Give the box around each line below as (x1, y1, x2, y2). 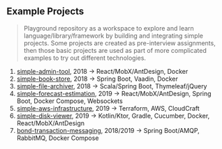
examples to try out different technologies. (23, 54, 147, 62)
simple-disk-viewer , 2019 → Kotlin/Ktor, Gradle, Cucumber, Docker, (16, 111, 210, 120)
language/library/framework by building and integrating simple (23, 31, 204, 40)
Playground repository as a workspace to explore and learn (23, 24, 195, 32)
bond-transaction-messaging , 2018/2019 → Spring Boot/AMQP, (16, 126, 200, 134)
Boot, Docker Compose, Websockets (16, 97, 123, 105)
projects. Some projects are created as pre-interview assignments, (23, 38, 216, 47)
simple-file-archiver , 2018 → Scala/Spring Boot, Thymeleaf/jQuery (16, 81, 207, 90)
